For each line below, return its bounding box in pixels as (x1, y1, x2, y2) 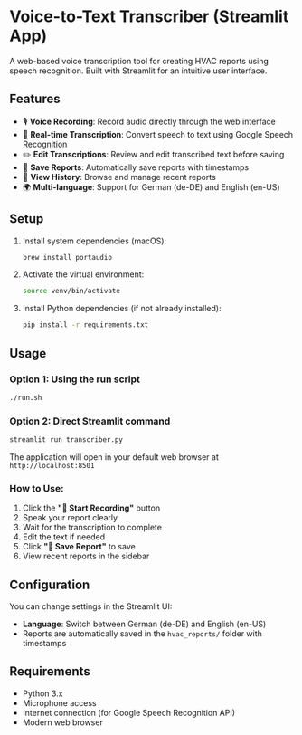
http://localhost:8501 (9, 461, 95, 470)
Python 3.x (22, 688, 63, 699)
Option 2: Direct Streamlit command (9, 415, 171, 427)
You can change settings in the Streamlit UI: (9, 601, 173, 612)
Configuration (9, 577, 90, 592)
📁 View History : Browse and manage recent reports (22, 171, 217, 182)
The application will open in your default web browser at (9, 451, 219, 463)
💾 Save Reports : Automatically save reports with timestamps (22, 161, 250, 173)
